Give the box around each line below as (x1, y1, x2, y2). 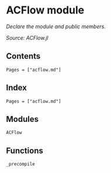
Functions (6, 145, 44, 155)
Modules (6, 114, 39, 124)
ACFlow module (6, 4, 85, 17)
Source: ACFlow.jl (6, 34, 48, 41)
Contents (6, 51, 41, 62)
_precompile (6, 161, 35, 167)
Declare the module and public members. (6, 23, 106, 30)
